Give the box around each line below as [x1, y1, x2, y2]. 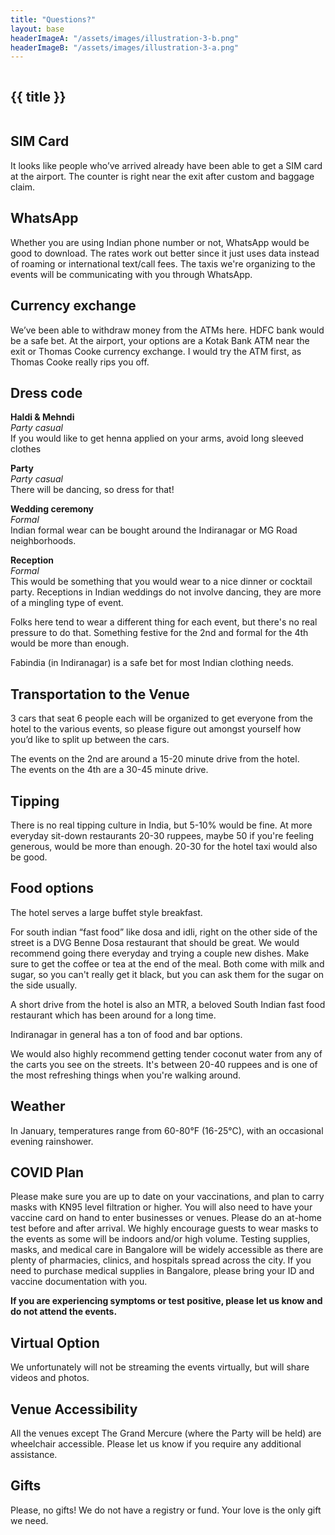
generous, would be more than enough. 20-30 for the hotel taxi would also [10, 840, 318, 852]
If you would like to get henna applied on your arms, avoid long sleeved [10, 432, 304, 445]
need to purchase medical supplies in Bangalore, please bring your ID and [10, 1265, 315, 1277]
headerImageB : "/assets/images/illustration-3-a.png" [10, 42, 240, 53]
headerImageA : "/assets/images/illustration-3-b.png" [10, 33, 240, 43]
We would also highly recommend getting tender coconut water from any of [10, 1047, 323, 1060]
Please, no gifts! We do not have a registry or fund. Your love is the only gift [10, 1504, 322, 1516]
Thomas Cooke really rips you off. [10, 356, 150, 368]
